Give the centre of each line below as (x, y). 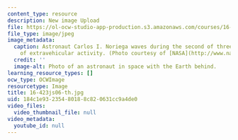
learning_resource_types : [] (50, 73)
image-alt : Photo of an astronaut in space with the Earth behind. (115, 66)
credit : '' (30, 60)
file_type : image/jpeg (41, 34)
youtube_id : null (39, 126)
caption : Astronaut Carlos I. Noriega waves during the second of (114, 47)
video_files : (27, 106)
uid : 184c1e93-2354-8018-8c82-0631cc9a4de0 (73, 100)
